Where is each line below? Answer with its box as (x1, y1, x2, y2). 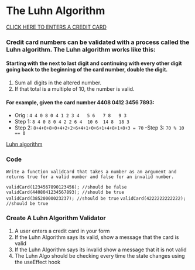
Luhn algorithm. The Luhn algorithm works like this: (6, 45, 156, 53)
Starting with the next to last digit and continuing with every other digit (6, 60, 182, 67)
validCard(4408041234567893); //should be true (6, 189, 125, 195)
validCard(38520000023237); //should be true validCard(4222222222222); (6, 195, 186, 201)
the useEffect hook (14, 258, 60, 265)
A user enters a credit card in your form (14, 227, 110, 234)
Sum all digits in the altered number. (14, 79, 101, 86)
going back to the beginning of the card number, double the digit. (6, 66, 168, 73)
